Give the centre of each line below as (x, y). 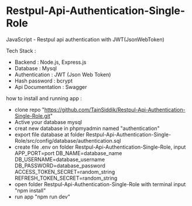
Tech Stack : (21, 50)
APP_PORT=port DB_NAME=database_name (68, 153)
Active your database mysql (48, 122)
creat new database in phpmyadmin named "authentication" (87, 128)
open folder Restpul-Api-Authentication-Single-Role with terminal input (100, 184)
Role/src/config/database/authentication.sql (68, 140)
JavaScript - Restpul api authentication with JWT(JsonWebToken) (85, 39)
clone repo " (30, 109)
